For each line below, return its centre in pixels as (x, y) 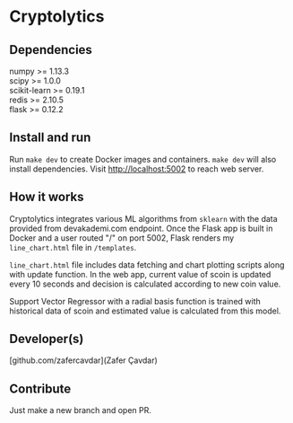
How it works (47, 197)
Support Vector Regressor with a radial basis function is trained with (135, 301)
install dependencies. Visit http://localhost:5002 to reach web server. (137, 169)
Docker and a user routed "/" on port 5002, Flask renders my (122, 238)
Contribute (40, 388)
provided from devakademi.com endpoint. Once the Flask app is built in (141, 228)
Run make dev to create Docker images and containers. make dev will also (143, 159)
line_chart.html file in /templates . (73, 247)
